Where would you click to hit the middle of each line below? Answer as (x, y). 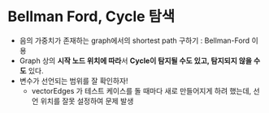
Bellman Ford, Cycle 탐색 (91, 17)
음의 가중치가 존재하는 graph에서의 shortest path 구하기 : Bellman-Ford (134, 40)
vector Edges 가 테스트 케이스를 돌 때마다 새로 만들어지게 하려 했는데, (141, 90)
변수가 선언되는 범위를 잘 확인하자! (74, 81)
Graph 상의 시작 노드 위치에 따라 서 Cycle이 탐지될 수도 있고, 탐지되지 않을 (136, 61)
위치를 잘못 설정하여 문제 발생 (87, 101)
